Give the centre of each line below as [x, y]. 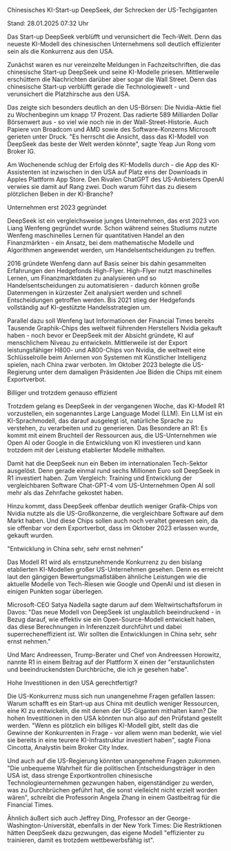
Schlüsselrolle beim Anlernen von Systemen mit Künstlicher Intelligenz [107, 357]
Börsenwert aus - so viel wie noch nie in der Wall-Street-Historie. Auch [108, 122]
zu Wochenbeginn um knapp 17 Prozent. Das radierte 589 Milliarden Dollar [113, 114]
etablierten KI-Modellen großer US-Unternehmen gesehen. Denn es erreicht [115, 569]
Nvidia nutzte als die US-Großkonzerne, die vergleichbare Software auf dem [115, 513]
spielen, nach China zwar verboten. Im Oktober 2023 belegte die [99, 364]
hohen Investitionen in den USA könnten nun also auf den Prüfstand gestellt [115, 718]
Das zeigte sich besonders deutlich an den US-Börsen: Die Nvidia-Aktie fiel [114, 107]
